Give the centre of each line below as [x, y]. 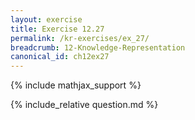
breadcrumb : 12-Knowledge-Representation [98, 47]
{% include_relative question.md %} [84, 105]
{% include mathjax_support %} [76, 85]
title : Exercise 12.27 [57, 29]
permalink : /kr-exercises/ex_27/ [80, 38]
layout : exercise [46, 19]
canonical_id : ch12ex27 [60, 57]
